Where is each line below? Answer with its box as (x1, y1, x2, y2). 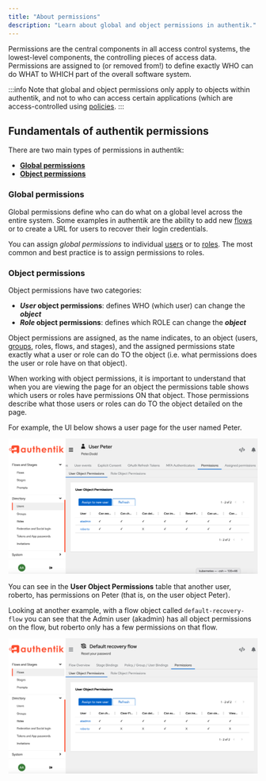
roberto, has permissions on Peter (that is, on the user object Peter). (8, 591, 231, 600)
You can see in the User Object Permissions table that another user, (8, 582, 232, 591)
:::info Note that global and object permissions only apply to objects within (8, 84, 251, 94)
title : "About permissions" (8, 13, 101, 21)
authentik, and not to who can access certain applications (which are (8, 93, 234, 102)
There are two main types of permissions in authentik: (8, 145, 184, 155)
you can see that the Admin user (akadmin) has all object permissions (24, 614, 252, 624)
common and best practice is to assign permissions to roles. (8, 247, 205, 257)
